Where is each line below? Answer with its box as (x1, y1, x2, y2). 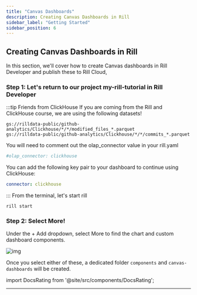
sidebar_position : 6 (6, 25, 57, 31)
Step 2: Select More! (6, 217, 66, 225)
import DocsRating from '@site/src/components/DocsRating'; (6, 277, 154, 284)
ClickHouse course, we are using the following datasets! (6, 110, 142, 117)
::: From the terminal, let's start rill (6, 192, 87, 199)
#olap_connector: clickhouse (6, 153, 77, 159)
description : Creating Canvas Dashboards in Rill (6, 14, 130, 20)
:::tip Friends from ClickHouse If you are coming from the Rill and (6, 104, 163, 111)
